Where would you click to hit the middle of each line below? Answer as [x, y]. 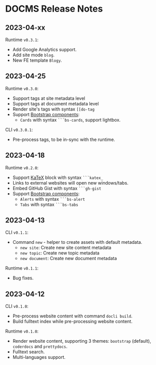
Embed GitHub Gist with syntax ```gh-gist [57, 188]
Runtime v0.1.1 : [22, 268]
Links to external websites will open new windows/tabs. [70, 182]
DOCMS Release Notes [54, 9]
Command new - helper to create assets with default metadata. [77, 242]
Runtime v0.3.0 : [22, 88]
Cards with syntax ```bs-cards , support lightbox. [70, 120]
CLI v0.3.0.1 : [19, 129]
